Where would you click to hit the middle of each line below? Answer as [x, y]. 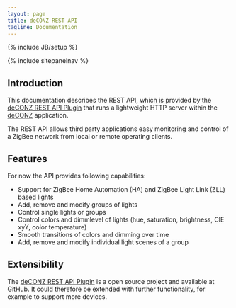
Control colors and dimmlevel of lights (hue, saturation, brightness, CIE [121, 219]
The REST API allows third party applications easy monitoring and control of [118, 129]
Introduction [35, 83]
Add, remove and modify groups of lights [78, 205]
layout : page [27, 14]
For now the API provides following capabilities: [77, 176]
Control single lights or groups [62, 212]
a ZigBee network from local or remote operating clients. [90, 137]
